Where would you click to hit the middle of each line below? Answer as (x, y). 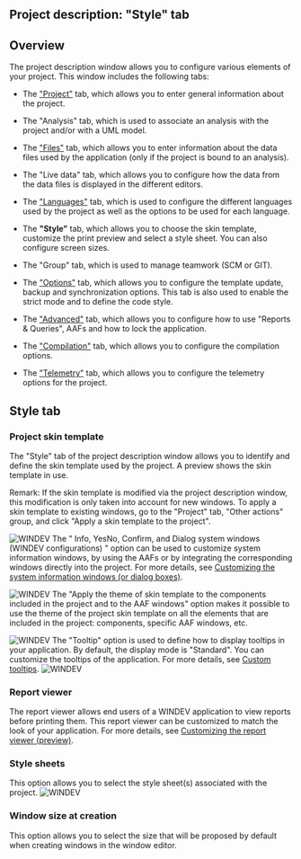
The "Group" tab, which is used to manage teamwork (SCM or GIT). (147, 265)
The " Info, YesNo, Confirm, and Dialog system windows (156, 538)
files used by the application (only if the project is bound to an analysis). (155, 157)
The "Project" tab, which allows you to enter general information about (153, 94)
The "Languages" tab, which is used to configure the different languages (157, 202)
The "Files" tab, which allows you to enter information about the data (150, 148)
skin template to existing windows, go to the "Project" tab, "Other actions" (146, 511)
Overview (37, 45)
